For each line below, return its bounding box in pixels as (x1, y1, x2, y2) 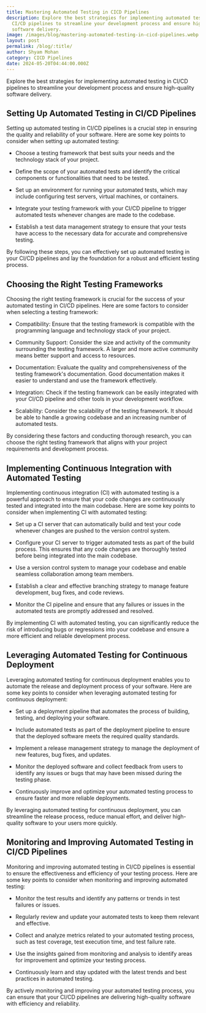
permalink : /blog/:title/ (6, 44, 72, 50)
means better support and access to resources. (15, 352, 136, 360)
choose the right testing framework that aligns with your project (6, 439, 167, 446)
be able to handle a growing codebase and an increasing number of (15, 414, 187, 421)
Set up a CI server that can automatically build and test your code (15, 520, 181, 527)
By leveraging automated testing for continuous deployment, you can (6, 806, 181, 813)
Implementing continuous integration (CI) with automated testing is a (6, 489, 180, 496)
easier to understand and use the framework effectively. (15, 377, 158, 384)
